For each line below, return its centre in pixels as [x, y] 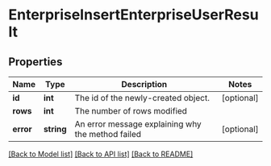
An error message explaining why [138, 124]
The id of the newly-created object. [142, 98]
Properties [35, 62]
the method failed [108, 134]
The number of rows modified [131, 111]
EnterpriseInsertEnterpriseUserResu [134, 15]
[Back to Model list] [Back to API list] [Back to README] [101, 154]
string [55, 129]
